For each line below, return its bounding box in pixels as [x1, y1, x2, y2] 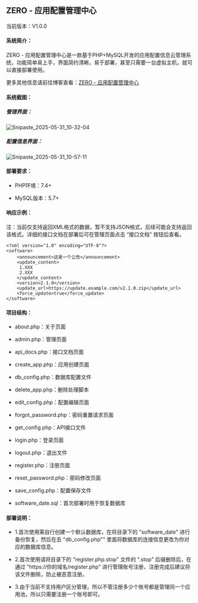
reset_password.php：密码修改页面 [14, 474, 101, 481]
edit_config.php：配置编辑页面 [14, 399, 90, 406]
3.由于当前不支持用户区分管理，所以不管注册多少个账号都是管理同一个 [14, 583, 186, 591]
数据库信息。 [25, 543, 57, 550]
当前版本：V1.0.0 [6, 23, 47, 30]
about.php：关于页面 [14, 323, 66, 330]
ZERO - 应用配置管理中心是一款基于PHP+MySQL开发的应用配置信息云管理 [6, 52, 186, 59]
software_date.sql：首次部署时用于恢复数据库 [14, 500, 126, 507]
